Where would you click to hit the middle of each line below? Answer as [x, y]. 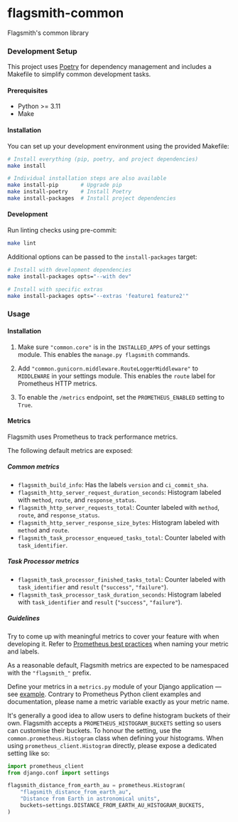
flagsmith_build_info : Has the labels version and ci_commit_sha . [113, 484]
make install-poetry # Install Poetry [70, 192]
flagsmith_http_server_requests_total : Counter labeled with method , [119, 507]
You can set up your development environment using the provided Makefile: [118, 146]
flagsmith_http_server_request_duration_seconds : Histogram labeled [119, 492]
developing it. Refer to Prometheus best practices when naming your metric [118, 644]
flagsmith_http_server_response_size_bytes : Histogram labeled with [118, 522]
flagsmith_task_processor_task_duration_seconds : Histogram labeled [119, 594]
